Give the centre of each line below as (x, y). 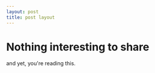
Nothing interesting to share (78, 47)
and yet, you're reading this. (41, 63)
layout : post (23, 12)
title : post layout (31, 17)
